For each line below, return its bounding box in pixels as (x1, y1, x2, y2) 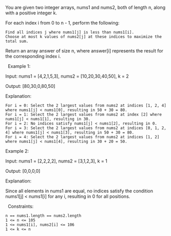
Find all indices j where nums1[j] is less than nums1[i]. (5, 30, 135, 35)
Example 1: (7, 63, 31, 69)
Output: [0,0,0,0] (5, 168, 41, 174)
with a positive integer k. (5, 10, 58, 16)
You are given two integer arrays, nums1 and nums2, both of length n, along (5, 5, 166, 10)
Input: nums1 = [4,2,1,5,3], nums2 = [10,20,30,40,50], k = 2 (5, 73, 129, 79)
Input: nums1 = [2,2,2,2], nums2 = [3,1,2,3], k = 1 (5, 158, 108, 164)
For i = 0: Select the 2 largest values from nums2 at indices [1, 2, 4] (5, 103, 167, 108)
